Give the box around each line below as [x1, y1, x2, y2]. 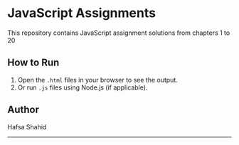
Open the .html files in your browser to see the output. [17, 75, 178, 84]
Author [7, 104, 39, 116]
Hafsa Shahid [7, 122, 47, 131]
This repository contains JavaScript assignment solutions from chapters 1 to [7, 28, 230, 37]
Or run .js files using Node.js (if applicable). [17, 83, 148, 92]
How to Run [7, 57, 60, 69]
